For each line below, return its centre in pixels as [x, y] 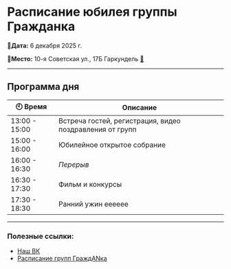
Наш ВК [29, 251]
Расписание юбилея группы [92, 12]
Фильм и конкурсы [90, 184]
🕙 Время [31, 106]
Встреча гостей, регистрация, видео [119, 121]
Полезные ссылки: [41, 236]
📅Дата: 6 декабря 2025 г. [45, 45]
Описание [139, 108]
